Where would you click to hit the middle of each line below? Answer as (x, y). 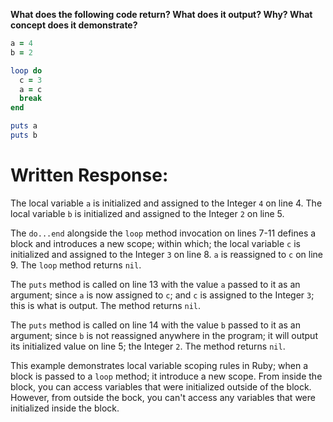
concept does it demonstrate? (74, 25)
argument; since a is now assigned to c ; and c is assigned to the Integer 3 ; (162, 295)
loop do (26, 70)
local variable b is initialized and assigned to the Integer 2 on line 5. (147, 213)
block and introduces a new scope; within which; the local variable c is (155, 243)
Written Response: (89, 175)
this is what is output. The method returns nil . (106, 305)
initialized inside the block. (65, 408)
